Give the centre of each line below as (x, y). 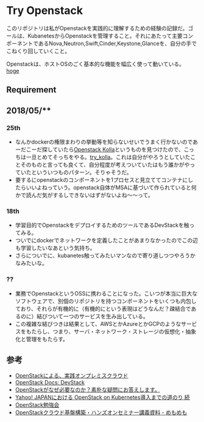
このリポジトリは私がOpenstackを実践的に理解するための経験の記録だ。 (97, 28)
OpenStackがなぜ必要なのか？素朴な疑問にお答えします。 (87, 390)
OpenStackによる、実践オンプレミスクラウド (72, 376)
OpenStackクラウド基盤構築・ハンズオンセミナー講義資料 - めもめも (101, 413)
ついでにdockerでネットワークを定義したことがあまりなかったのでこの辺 (107, 240)
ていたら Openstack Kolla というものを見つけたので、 (118, 150)
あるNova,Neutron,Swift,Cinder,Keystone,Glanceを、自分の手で (117, 43)
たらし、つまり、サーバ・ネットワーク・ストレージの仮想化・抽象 (114, 331)
